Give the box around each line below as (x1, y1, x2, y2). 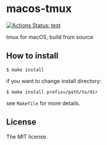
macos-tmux (6, 2, 72, 16)
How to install (6, 51, 59, 61)
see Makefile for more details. (6, 99, 81, 106)
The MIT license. (6, 133, 48, 140)
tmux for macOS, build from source (6, 33, 94, 40)
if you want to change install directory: (6, 77, 102, 84)
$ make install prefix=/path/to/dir (6, 89, 98, 95)
